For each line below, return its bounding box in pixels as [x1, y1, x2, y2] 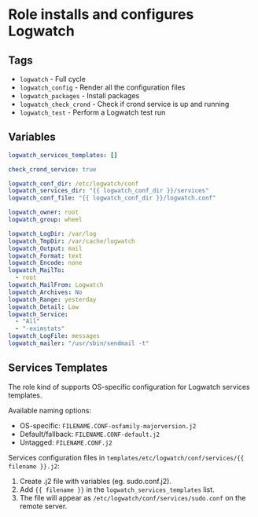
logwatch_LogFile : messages [8, 332, 101, 340]
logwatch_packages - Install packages [19, 91, 140, 100]
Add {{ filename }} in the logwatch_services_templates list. [19, 485, 215, 494]
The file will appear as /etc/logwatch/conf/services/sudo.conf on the [19, 493, 246, 502]
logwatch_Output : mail [8, 244, 83, 252]
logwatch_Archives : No [8, 288, 83, 296]
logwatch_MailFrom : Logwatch [8, 281, 104, 289]
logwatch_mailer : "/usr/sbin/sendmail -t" [8, 339, 149, 347]
